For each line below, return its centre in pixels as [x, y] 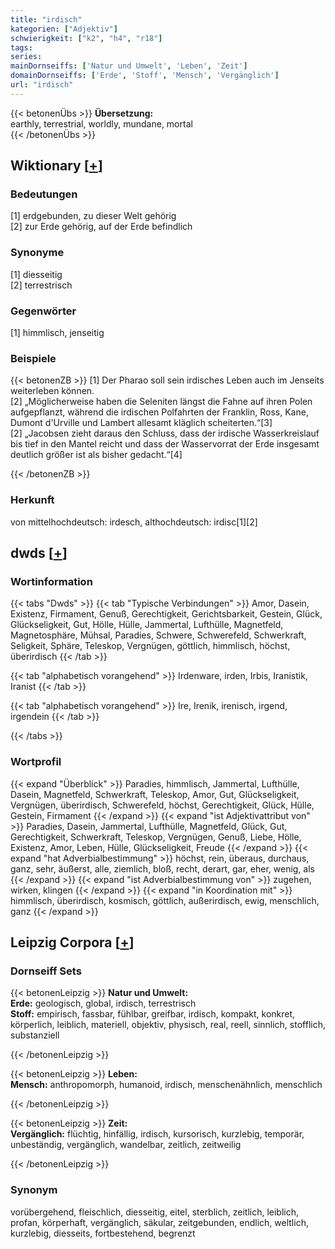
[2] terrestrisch [41, 285]
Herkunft [32, 500]
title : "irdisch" [46, 19]
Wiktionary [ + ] [56, 166]
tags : [21, 47]
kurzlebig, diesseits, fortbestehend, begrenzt [103, 1233]
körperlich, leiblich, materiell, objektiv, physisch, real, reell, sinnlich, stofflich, [168, 1025]
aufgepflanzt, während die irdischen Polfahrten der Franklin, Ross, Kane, [159, 412]
